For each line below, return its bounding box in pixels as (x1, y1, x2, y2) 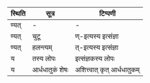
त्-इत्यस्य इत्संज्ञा (75, 43, 119, 52)
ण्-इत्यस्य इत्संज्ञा (75, 32, 119, 40)
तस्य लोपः (32, 54, 57, 63)
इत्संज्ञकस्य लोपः (75, 54, 115, 63)
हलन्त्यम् (32, 43, 53, 52)
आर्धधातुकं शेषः (32, 65, 69, 74)
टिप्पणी (99, 9, 116, 18)
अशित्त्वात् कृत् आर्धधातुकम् (75, 65, 140, 74)
